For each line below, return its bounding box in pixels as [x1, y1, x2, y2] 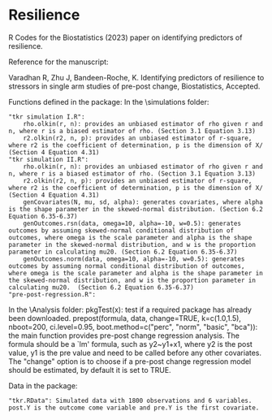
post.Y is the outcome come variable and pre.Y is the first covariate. [8, 404, 260, 412]
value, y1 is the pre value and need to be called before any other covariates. [8, 348, 262, 357]
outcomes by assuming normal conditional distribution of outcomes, [8, 262, 245, 270]
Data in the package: [8, 380, 78, 391]
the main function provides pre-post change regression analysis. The [8, 331, 240, 340]
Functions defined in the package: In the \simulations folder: [8, 97, 209, 106]
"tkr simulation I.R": [8, 112, 85, 121]
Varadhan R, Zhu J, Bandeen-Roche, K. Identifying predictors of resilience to [8, 72, 265, 82]
